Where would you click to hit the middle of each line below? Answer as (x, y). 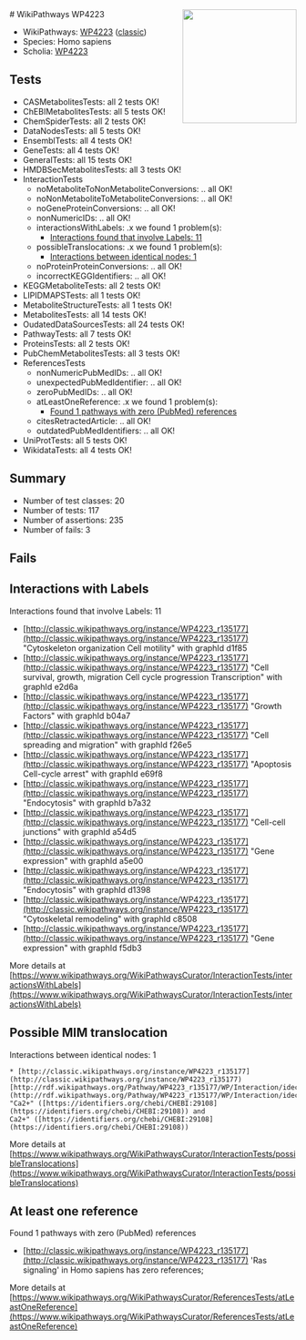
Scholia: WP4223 (55, 51)
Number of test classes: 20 (73, 501)
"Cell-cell (268, 822)
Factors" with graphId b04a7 (76, 716)
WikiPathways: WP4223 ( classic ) (85, 32)
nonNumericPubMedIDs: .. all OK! (99, 372)
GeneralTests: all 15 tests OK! (77, 159)
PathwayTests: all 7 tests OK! (77, 334)
